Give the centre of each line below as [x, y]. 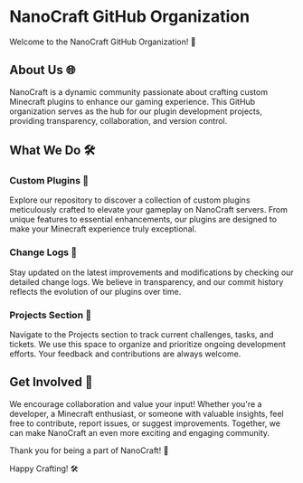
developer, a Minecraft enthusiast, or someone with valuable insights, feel [147, 413]
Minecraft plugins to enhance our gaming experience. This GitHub [133, 101]
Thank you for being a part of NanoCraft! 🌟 [89, 450]
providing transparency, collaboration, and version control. [118, 120]
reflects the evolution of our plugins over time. [95, 291]
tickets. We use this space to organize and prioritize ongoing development [148, 345]
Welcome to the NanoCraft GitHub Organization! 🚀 [103, 42]
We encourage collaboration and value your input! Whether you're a [136, 403]
